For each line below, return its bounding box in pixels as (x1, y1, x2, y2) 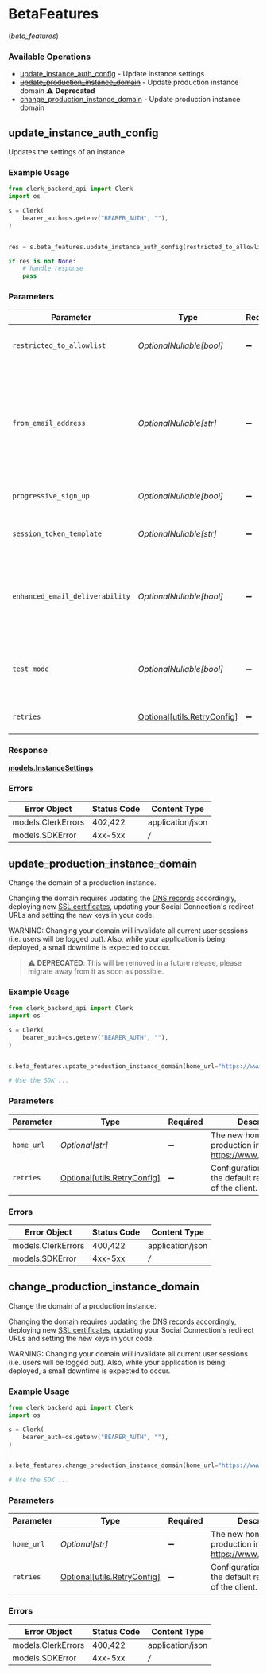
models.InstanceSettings (8, 763, 94, 772)
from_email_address (12, 419, 86, 427)
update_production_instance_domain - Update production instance (19, 77, 239, 88)
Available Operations (8, 51, 91, 62)
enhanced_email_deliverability (12, 591, 131, 601)
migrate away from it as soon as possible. (27, 966, 164, 976)
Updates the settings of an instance (8, 147, 126, 157)
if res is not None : (8, 257, 77, 265)
